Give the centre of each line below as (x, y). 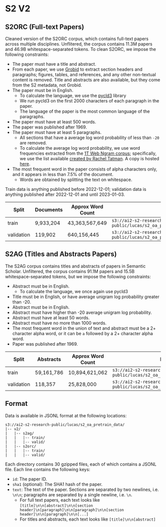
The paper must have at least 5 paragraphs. (57, 132)
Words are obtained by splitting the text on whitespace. (76, 179)
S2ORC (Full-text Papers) (45, 27)
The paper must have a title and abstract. (54, 64)
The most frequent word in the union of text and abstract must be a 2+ (84, 328)
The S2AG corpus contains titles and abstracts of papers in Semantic (75, 266)
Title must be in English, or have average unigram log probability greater (86, 297)
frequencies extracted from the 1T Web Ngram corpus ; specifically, (88, 153)
